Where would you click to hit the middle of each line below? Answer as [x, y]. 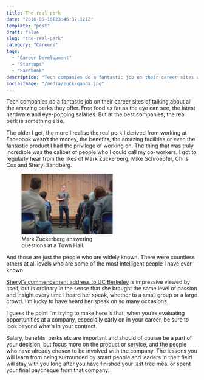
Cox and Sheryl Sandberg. [39, 165]
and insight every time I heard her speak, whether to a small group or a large [102, 295]
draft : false [23, 32]
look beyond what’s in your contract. [52, 326]
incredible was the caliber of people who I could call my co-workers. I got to [101, 152]
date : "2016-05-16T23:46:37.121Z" [50, 19]
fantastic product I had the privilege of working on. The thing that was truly [100, 146]
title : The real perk [34, 13]
